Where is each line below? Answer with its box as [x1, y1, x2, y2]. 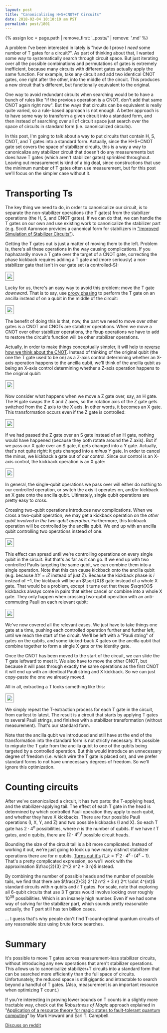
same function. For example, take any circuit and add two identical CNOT [5, 71, 156, 78]
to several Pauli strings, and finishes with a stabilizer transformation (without [5, 717, 162, 723]
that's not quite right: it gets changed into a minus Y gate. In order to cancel [5, 448, 161, 454]
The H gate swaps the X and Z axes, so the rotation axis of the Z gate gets [5, 399, 158, 405]
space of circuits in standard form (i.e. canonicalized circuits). [5, 124, 133, 130]
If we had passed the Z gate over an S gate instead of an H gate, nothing [5, 432, 155, 438]
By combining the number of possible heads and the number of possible [5, 873, 154, 879]
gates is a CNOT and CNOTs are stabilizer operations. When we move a [5, 324, 152, 330]
